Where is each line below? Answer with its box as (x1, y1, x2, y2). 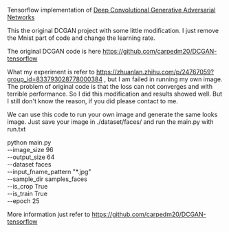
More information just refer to (7, 210, 91, 218)
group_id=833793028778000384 (7, 75, 103, 83)
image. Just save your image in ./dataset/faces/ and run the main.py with (7, 118, 214, 126)
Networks (7, 13, 35, 21)
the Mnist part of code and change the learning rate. (7, 34, 156, 42)
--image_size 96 (7, 146, 54, 154)
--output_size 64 (7, 153, 55, 161)
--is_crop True (7, 182, 48, 190)
